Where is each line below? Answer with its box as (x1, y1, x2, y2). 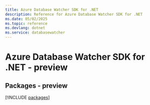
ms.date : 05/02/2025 (5, 16, 48, 21)
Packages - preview (5, 81, 68, 90)
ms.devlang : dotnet (5, 26, 46, 31)
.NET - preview (5, 62, 68, 73)
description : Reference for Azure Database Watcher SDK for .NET (5, 12, 143, 17)
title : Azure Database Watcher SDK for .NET (5, 7, 99, 12)
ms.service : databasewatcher (5, 30, 65, 35)
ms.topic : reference (5, 21, 48, 26)
